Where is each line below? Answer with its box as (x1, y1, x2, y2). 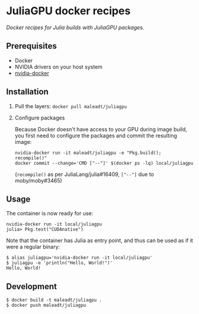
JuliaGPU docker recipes (6, 4, 131, 18)
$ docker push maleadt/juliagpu (6, 302, 86, 309)
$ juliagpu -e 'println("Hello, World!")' (6, 260, 113, 266)
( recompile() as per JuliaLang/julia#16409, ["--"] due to (14, 171, 154, 178)
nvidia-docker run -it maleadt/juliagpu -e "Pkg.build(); (14, 150, 162, 156)
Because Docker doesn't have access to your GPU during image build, (14, 125, 187, 133)
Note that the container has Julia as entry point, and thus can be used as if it (6, 237, 193, 244)
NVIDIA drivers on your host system (14, 63, 103, 70)
